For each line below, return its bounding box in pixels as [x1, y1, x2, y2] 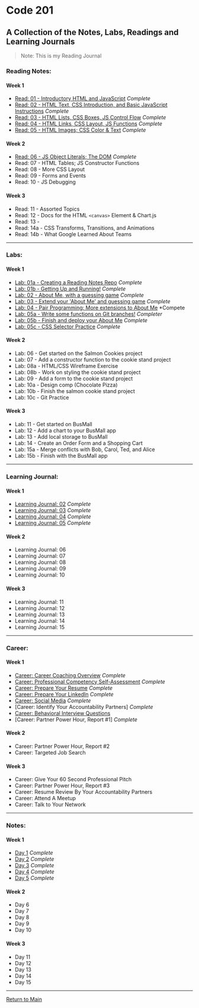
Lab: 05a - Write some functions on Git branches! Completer [14, 310, 163, 318]
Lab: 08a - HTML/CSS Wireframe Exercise [14, 362, 118, 369]
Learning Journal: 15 [14, 623, 65, 630]
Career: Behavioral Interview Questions [14, 709, 111, 717]
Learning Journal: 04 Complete [14, 513, 91, 520]
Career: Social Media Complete [14, 697, 91, 704]
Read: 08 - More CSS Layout [14, 166, 85, 173]
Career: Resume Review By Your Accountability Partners [14, 788, 153, 795]
